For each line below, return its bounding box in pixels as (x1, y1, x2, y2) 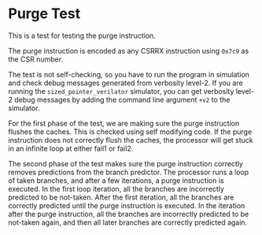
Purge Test (8, 5, 81, 23)
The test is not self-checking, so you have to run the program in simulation (8, 69, 250, 79)
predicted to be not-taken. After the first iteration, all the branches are (8, 192, 234, 202)
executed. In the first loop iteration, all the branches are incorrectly (8, 184, 224, 193)
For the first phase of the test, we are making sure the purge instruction (8, 118, 240, 128)
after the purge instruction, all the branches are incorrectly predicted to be (8, 209, 249, 218)
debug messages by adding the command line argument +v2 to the (14, 95, 231, 104)
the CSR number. (8, 54, 64, 64)
